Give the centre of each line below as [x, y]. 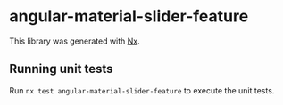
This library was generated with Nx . [75, 41]
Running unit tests [61, 69]
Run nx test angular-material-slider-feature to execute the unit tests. [142, 90]
